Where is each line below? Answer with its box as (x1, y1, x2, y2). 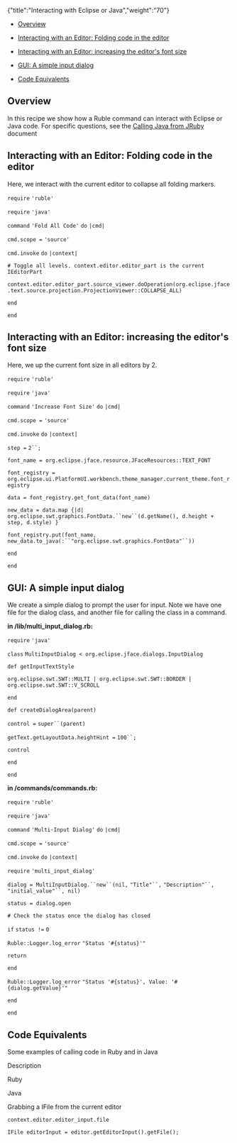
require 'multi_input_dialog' (7, 868, 96, 875)
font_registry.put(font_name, (7, 531, 97, 539)
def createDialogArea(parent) (7, 707, 97, 714)
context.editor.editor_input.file (7, 1117, 110, 1124)
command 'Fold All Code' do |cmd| (7, 222, 105, 229)
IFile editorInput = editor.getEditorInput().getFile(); (7, 1129, 180, 1136)
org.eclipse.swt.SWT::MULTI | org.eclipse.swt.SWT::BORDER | (7, 675, 192, 683)
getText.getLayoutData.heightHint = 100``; (7, 734, 137, 741)
